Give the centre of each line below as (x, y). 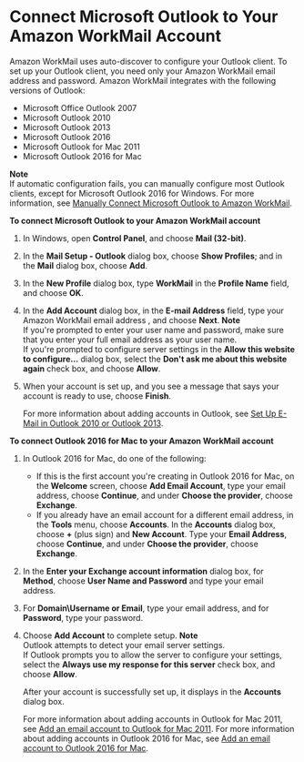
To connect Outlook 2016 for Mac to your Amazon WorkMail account (142, 441)
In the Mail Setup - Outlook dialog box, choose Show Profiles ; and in (152, 256)
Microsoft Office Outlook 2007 (80, 107)
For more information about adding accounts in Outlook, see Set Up (149, 413)
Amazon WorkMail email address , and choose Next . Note (132, 320)
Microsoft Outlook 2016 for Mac (82, 156)
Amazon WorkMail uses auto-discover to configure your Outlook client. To (148, 61)
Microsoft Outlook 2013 (66, 127)
